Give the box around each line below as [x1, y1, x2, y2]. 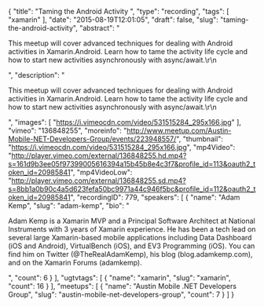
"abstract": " [79, 24, 120, 32]
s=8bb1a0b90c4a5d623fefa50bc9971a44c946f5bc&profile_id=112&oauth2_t [8, 185, 256, 193]
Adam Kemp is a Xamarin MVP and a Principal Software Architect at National [8, 216, 255, 225]
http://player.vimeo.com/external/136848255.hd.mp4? [11, 151, 187, 160]
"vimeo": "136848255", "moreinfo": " [8, 126, 127, 135]
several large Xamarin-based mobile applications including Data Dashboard [8, 233, 252, 242]
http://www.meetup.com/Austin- [126, 126, 232, 135]
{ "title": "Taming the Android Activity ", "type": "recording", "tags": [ [8, 7, 229, 16]
